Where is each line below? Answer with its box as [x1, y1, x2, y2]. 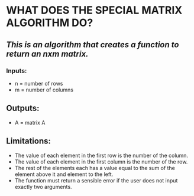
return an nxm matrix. [6, 48, 89, 59]
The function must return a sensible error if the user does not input [14, 177, 178, 184]
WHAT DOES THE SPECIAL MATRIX [6, 4, 183, 17]
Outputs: [6, 103, 40, 113]
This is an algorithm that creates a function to [6, 40, 179, 50]
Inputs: [6, 66, 27, 74]
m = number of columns [14, 86, 74, 93]
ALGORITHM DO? [6, 16, 93, 30]
